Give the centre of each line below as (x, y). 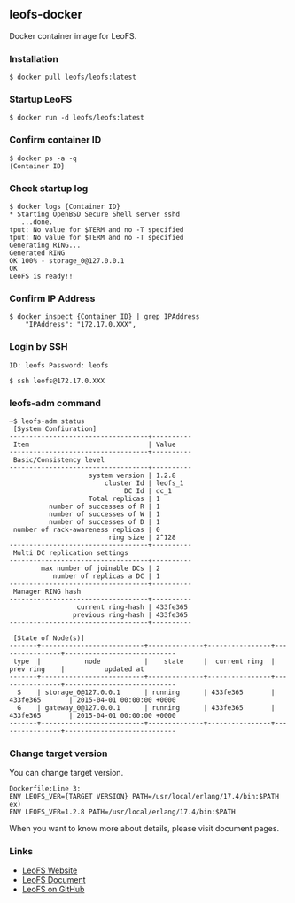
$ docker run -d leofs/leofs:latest (77, 118)
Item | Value (94, 444)
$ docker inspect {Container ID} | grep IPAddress (105, 317)
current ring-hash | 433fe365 (132, 607)
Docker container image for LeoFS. (73, 35)
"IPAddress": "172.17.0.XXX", (81, 325)
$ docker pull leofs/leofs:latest (73, 77)
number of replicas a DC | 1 (107, 576)
